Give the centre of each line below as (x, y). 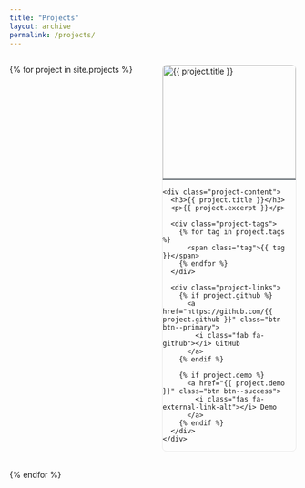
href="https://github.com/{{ (218, 312)
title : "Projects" (44, 18)
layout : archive (40, 26)
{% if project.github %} (226, 296)
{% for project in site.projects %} (71, 70)
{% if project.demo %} (222, 376)
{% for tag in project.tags (232, 232)
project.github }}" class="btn (222, 320)
